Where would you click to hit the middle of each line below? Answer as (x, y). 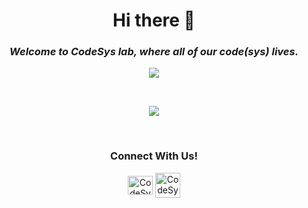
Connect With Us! (154, 156)
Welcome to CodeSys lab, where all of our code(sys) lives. (154, 52)
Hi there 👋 (154, 20)
